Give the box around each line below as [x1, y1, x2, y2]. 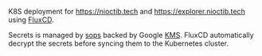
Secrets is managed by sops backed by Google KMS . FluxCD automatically [8, 31, 254, 39]
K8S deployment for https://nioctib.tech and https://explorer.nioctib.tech [8, 7, 245, 16]
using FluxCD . [8, 15, 54, 24]
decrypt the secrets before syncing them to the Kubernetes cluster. [8, 39, 229, 48]
